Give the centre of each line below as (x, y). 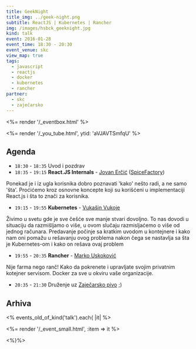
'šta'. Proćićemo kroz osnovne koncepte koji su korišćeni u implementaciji (96, 190)
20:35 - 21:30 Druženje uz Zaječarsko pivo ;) (68, 285)
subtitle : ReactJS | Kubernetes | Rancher (59, 22)
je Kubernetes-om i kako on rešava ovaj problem (65, 244)
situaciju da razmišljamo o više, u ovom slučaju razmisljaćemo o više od (93, 226)
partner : (17, 94)
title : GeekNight (27, 12)
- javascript (27, 66)
